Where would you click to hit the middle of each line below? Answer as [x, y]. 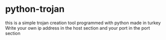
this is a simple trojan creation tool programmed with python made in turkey [83, 23]
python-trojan [35, 9]
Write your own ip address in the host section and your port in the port [77, 28]
